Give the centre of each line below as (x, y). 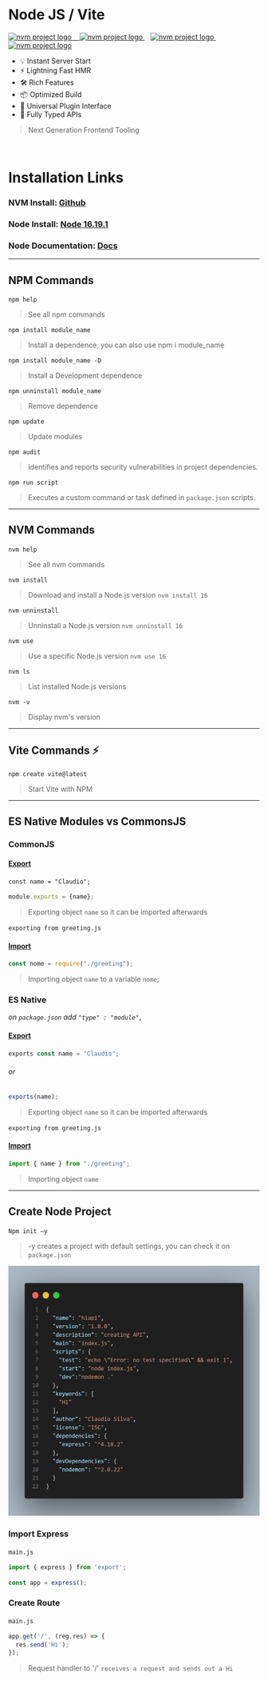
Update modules (55, 437)
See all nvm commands (66, 564)
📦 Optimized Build (51, 94)
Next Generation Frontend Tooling (83, 130)
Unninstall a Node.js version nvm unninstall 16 (105, 625)
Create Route (34, 1603)
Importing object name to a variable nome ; (93, 979)
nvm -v (19, 702)
